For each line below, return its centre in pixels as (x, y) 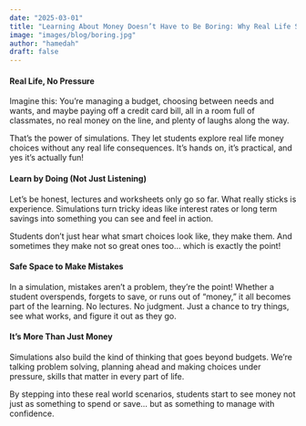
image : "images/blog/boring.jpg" (73, 35)
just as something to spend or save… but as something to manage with (142, 403)
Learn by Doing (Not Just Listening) (78, 178)
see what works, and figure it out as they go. (93, 316)
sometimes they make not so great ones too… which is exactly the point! (145, 245)
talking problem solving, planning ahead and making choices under (135, 367)
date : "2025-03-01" (46, 18)
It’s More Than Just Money (61, 337)
